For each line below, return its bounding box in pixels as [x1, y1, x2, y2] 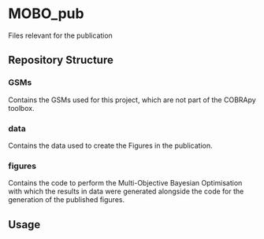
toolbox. [8, 103, 35, 112]
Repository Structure [8, 53, 114, 67]
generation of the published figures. [8, 195, 125, 204]
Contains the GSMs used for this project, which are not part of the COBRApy [8, 95, 256, 105]
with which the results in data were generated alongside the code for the [8, 186, 244, 197]
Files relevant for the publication [8, 31, 113, 40]
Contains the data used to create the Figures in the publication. [8, 141, 213, 150]
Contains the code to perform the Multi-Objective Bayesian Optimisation [8, 178, 243, 188]
